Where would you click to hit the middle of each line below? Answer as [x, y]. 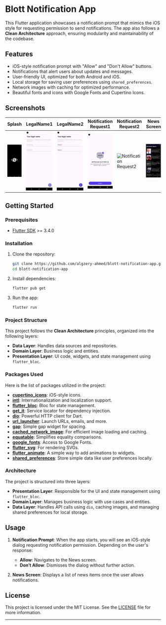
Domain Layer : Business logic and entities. [56, 351]
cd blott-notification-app [40, 269]
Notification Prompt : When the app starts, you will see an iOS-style [81, 540]
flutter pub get [29, 288]
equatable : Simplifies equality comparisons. [57, 437]
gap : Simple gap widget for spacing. [49, 426]
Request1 [100, 127]
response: [22, 550]
